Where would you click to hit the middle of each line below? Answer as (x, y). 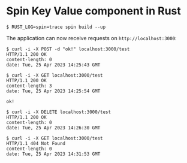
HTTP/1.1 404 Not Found (36, 143)
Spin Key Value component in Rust (94, 11)
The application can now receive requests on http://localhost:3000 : (91, 38)
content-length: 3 (29, 86)
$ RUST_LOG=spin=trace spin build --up (56, 27)
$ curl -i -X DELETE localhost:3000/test (59, 112)
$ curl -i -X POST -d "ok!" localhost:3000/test (68, 49)
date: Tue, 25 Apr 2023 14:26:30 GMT (53, 128)
